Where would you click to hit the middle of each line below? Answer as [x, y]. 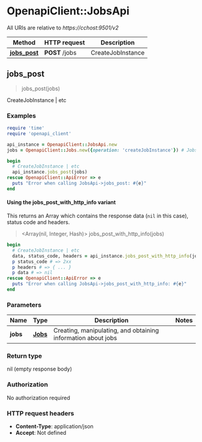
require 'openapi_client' [39, 133]
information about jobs [85, 338]
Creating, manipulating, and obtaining [106, 330]
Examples [22, 115]
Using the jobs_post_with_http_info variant [61, 202]
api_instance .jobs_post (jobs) [50, 172]
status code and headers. [38, 222]
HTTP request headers [40, 413]
